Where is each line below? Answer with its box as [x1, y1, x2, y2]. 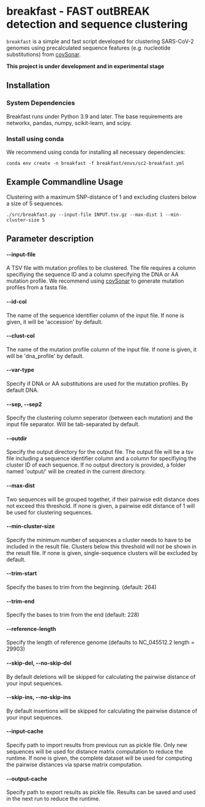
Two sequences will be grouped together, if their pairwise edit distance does [6, 495, 199, 503]
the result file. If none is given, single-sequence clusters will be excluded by [6, 549, 198, 556]
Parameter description [6, 234, 94, 244]
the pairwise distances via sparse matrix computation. [6, 760, 143, 768]
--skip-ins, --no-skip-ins [6, 694, 72, 701]
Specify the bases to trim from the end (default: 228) [6, 611, 140, 619]
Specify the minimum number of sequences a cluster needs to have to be [6, 536, 192, 543]
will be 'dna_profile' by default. [6, 352, 84, 359]
